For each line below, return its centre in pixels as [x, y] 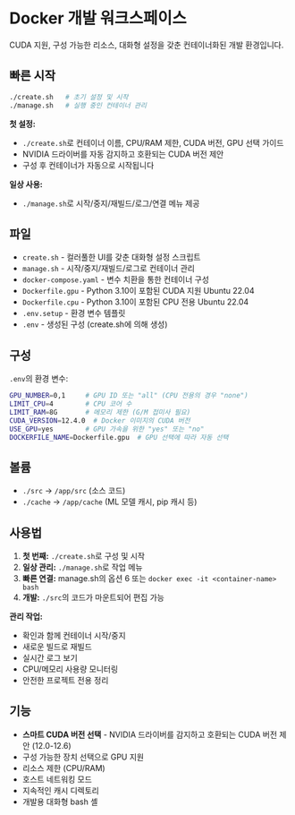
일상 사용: [26, 184]
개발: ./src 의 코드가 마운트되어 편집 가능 [93, 597]
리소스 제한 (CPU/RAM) [63, 768]
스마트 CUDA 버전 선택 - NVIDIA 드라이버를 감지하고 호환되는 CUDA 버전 [150, 734]
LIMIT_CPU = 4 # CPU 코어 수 [71, 404]
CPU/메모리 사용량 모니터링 [70, 669]
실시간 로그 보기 [50, 658]
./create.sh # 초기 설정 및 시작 [69, 97]
